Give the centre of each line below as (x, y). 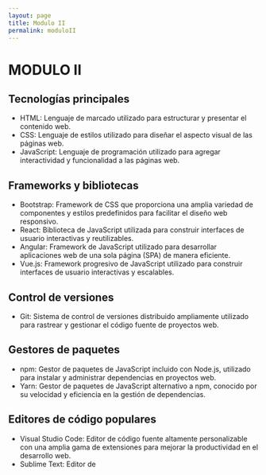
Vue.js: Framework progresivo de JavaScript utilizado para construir (131, 264)
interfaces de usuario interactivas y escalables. (97, 272)
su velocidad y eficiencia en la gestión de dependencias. (113, 394)
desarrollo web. (45, 455)
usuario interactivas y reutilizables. (77, 239)
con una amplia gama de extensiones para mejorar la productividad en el (139, 447)
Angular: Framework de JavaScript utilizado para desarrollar (118, 247)
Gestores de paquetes (64, 350)
